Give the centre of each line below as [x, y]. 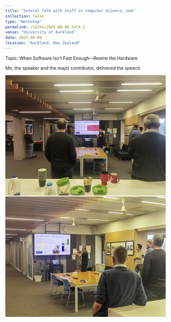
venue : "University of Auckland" [41, 32]
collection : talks [25, 16]
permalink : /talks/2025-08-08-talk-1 [45, 27]
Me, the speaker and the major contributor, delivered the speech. [73, 68]
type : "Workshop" [24, 21]
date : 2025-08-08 [24, 38]
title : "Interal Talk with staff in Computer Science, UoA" [70, 11]
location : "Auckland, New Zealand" [43, 43]
